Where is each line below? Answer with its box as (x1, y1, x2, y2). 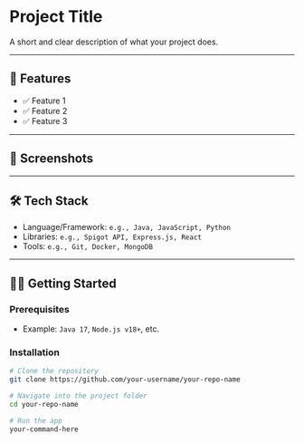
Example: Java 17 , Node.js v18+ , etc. (22, 323, 160, 334)
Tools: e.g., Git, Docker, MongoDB (22, 241, 154, 252)
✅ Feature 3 (22, 115, 68, 126)
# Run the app (9, 416, 63, 425)
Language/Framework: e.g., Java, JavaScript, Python (22, 222, 232, 233)
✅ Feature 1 (22, 95, 66, 106)
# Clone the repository (9, 367, 100, 376)
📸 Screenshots (9, 151, 94, 167)
